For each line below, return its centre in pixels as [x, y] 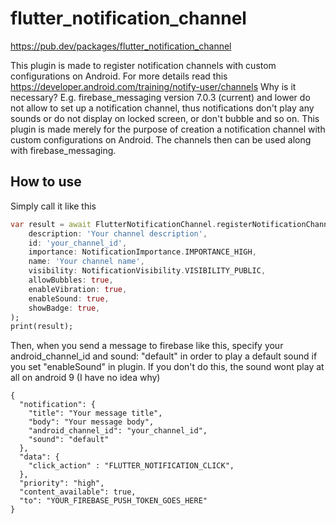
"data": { [39, 457]
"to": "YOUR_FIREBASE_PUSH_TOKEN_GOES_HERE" [113, 501]
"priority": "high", [62, 483]
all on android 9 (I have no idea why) [85, 378]
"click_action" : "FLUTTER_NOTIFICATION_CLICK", [131, 466]
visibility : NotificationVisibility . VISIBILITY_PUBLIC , [147, 271]
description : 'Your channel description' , [118, 233]
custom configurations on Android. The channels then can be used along [161, 139]
